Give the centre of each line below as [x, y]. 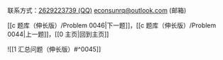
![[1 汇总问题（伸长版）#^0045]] [54, 49]
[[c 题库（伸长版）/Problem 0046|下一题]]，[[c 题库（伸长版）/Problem [112, 25]
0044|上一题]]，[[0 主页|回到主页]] [58, 34]
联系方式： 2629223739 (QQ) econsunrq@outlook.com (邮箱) [97, 10]
